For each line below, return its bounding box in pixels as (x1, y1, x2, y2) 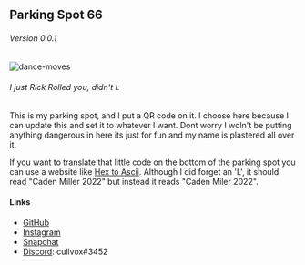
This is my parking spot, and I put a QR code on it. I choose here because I (9, 109, 290, 121)
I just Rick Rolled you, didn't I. (9, 82, 120, 93)
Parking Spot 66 (9, 7, 103, 23)
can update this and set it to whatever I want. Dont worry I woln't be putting (9, 119, 293, 130)
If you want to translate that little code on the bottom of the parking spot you (9, 157, 296, 168)
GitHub (22, 218, 50, 228)
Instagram (22, 227, 61, 238)
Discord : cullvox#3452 (22, 246, 108, 257)
